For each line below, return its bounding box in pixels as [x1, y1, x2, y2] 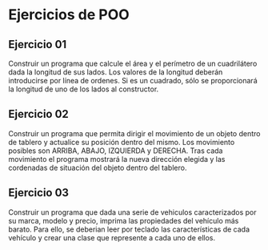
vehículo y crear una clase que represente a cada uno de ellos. [8, 232, 216, 242]
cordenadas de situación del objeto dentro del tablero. [8, 163, 187, 172]
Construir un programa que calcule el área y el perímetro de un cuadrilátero [8, 58, 258, 68]
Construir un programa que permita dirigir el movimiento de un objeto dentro [8, 128, 261, 138]
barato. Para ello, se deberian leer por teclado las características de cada [8, 224, 250, 234]
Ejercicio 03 [8, 186, 70, 200]
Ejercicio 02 [8, 107, 70, 121]
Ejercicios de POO [8, 6, 130, 24]
